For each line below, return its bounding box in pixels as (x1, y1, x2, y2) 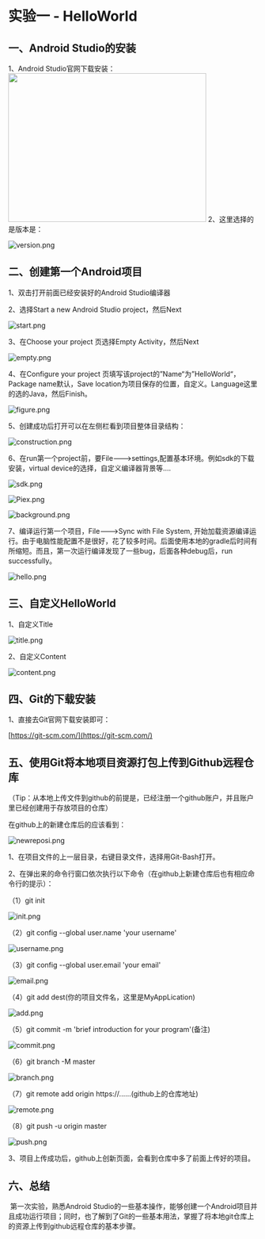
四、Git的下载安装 (8, 692, 97, 706)
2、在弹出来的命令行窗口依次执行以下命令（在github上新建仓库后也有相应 (8, 869, 248, 879)
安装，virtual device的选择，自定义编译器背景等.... (8, 463, 172, 473)
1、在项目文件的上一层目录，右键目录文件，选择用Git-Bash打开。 (8, 852, 220, 861)
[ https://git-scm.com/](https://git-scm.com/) (8, 731, 153, 740)
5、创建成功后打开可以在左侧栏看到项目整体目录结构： (8, 421, 186, 431)
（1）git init (8, 896, 45, 905)
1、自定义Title (8, 619, 54, 629)
